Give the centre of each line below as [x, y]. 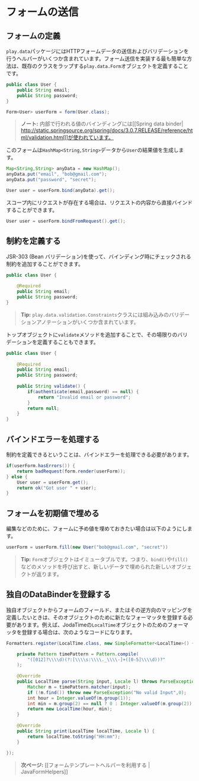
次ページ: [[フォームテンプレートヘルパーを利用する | [85, 765]
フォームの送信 [42, 12]
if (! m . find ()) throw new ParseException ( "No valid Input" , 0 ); [107, 692]
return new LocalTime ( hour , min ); [70, 709]
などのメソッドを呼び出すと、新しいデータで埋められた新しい [96, 567]
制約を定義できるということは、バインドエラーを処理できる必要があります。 [99, 454]
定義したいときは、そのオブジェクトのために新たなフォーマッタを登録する [97, 617]
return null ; [44, 408]
